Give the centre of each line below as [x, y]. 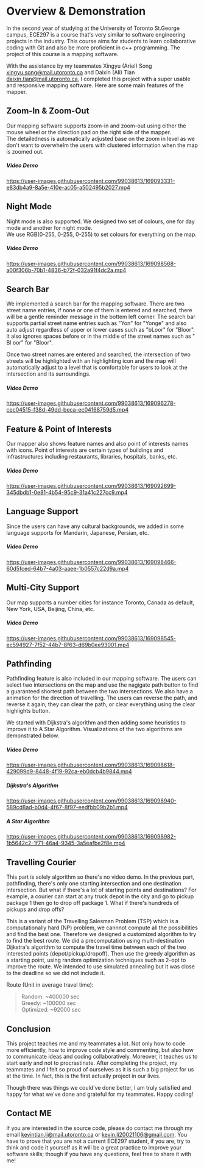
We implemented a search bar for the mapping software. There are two [95, 304]
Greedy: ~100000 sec [48, 1003]
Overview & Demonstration [76, 11]
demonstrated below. [33, 735]
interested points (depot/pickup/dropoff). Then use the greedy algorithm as [101, 954]
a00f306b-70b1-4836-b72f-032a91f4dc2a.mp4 [66, 270]
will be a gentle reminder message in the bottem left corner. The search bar [101, 317]
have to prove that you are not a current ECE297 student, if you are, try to [98, 1141]
